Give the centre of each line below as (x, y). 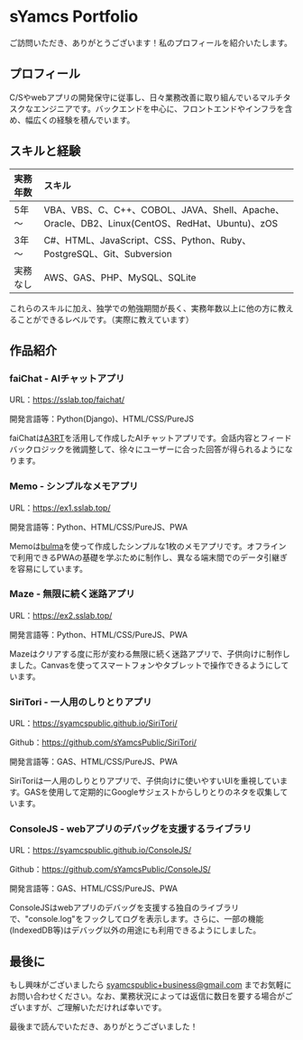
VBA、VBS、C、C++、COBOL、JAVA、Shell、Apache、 (164, 209)
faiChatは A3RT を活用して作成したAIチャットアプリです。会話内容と (135, 438)
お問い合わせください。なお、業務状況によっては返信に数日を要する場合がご (151, 996)
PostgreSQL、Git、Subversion (108, 253)
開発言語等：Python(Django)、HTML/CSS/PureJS (101, 419)
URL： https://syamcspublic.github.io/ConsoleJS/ (101, 851)
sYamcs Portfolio (74, 17)
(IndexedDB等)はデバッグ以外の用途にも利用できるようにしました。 (135, 930)
